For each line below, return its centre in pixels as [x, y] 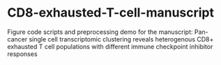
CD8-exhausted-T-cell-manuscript [111, 13]
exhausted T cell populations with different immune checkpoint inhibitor [110, 46]
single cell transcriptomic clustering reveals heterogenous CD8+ [121, 39]
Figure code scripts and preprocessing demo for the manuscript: [100, 32]
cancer [17, 39]
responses [22, 54]
